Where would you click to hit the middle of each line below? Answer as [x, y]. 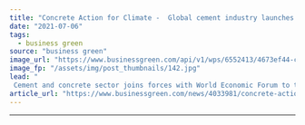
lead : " [24, 77]
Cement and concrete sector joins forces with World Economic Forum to [152, 85]
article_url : [34, 93]
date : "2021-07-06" [46, 26]
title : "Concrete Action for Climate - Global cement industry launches [152, 18]
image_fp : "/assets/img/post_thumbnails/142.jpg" [105, 69]
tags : [20, 34]
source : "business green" [58, 52]
